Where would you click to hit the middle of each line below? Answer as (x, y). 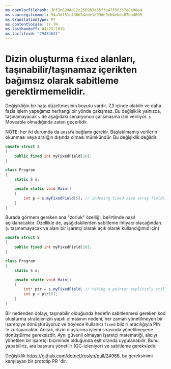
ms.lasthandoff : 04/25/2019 (35, 29)
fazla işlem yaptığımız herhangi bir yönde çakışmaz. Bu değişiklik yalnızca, (83, 111)
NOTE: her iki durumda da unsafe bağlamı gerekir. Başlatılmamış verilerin (81, 132)
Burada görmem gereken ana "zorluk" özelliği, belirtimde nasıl (70, 217)
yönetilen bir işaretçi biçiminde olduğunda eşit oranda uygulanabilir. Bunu (82, 340)
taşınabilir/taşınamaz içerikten (71, 70)
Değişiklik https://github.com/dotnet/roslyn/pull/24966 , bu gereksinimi (79, 356)
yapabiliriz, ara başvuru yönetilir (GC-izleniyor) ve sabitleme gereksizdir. (81, 346)
